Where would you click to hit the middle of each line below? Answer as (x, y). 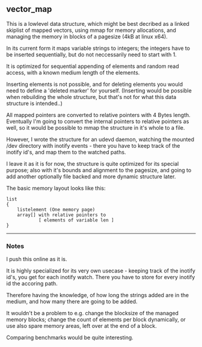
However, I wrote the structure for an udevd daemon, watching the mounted (100, 139)
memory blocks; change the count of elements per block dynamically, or (96, 319)
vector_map (29, 9)
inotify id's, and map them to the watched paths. (66, 152)
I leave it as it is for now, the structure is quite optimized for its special (93, 163)
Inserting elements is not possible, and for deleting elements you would (95, 84)
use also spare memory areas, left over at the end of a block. (82, 326)
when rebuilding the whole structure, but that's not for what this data (91, 97)
